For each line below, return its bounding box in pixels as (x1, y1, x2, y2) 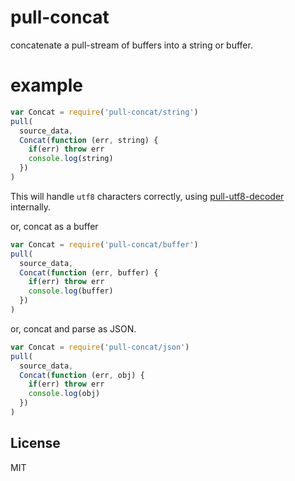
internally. (10, 201, 52, 213)
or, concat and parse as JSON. (10, 322, 137, 335)
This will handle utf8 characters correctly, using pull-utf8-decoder (10, 190, 285, 202)
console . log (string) (28, 154, 114, 164)
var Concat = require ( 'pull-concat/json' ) (10, 342, 190, 352)
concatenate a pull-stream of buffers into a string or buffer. (10, 39, 253, 51)
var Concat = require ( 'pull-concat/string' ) (10, 107, 199, 117)
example (10, 74, 84, 97)
